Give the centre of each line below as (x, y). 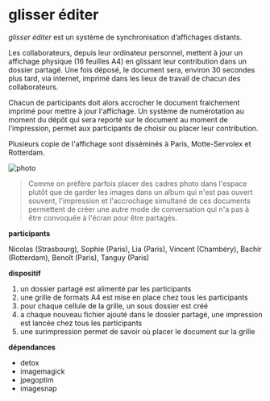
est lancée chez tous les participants (81, 323)
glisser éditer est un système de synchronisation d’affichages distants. (125, 37)
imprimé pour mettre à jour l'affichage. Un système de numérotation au (126, 111)
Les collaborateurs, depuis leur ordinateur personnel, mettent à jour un (126, 52)
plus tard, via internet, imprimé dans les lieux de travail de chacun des (125, 78)
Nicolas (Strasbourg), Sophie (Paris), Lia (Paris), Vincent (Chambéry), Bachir (135, 249)
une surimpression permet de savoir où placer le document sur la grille (137, 331)
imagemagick (42, 371)
